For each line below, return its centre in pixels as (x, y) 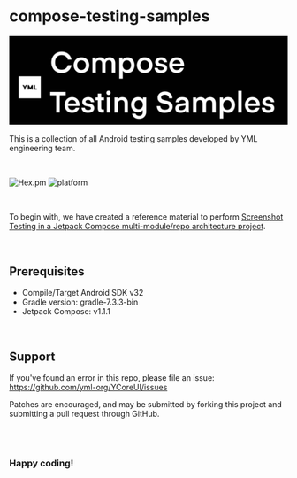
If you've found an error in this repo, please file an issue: (112, 378)
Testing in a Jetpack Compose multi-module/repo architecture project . (138, 227)
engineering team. (42, 149)
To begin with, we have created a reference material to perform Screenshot (146, 217)
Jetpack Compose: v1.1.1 (66, 312)
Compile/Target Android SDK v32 (83, 293)
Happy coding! (42, 463)
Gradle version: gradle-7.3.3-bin (80, 302)
